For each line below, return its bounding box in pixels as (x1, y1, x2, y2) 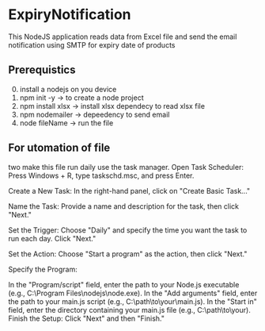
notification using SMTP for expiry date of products (8, 40, 176, 49)
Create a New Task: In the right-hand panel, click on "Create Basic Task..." (8, 186, 251, 195)
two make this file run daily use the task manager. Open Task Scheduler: (8, 162, 244, 171)
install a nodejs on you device (19, 84, 117, 94)
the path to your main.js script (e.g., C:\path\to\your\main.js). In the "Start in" (8, 296, 257, 306)
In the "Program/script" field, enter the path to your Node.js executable (8, 279, 240, 289)
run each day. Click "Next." (8, 233, 97, 243)
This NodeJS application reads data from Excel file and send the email (8, 32, 237, 41)
